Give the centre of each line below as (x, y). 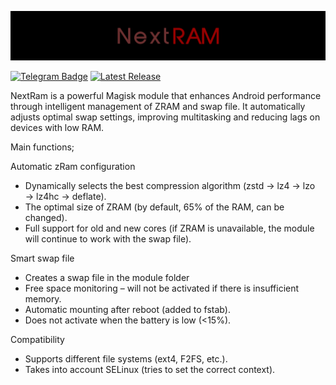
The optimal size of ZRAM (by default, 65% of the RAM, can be (154, 207)
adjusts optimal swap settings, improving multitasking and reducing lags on (165, 117)
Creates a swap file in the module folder (107, 277)
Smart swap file (42, 258)
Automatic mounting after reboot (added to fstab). (127, 309)
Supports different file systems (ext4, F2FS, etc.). (126, 358)
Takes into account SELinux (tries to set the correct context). (150, 369)
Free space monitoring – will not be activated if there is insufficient (162, 288)
